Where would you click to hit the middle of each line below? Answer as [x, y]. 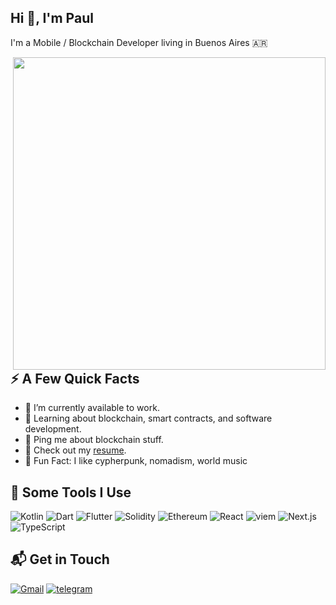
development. [53, 429]
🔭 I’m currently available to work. [92, 408]
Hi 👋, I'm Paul [52, 18]
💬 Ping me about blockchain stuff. [94, 440]
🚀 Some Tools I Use [71, 492]
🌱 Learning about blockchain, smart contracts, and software [148, 418]
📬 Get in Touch [60, 559]
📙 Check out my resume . [75, 450]
